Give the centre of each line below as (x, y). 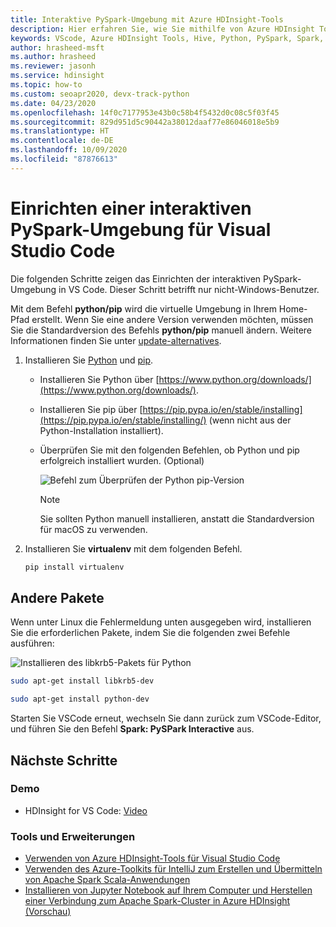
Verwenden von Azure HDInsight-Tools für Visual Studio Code (152, 858)
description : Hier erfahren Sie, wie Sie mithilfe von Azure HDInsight (162, 29)
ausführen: (32, 643)
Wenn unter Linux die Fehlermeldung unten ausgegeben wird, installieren (161, 622)
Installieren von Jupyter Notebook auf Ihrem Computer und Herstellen (168, 890)
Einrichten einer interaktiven (131, 208)
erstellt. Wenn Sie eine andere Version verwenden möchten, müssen (172, 319)
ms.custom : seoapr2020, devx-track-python (100, 94)
